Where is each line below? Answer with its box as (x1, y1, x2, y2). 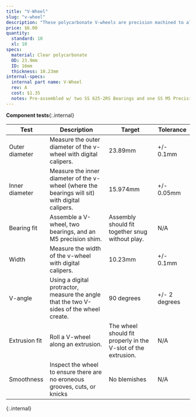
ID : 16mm (11, 63, 33, 69)
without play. (108, 235, 144, 243)
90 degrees (108, 294, 141, 302)
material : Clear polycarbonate (11, 52, 87, 58)
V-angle (9, 294, 32, 302)
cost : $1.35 (11, 90, 41, 96)
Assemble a (49, 213, 82, 221)
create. (49, 312, 69, 320)
